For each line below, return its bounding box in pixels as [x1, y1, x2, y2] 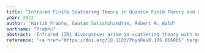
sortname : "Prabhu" [6, 26, 56, 32]
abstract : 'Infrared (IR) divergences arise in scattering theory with [6, 32, 192, 38]
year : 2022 [6, 15, 34, 21]
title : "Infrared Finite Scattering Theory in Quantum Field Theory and [6, 9, 195, 15]
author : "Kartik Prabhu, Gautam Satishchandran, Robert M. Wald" [6, 20, 176, 26]
